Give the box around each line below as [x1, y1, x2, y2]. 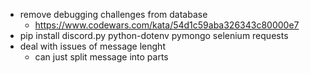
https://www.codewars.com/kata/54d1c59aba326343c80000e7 [34, 19, 300, 31]
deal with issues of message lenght [19, 40, 166, 52]
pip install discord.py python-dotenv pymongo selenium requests [19, 30, 289, 41]
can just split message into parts [34, 51, 169, 63]
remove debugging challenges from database [19, 9, 208, 20]
